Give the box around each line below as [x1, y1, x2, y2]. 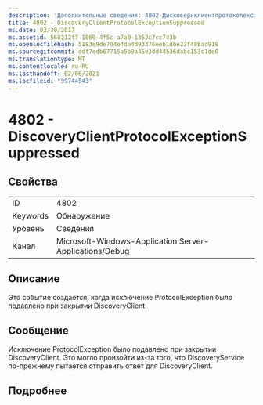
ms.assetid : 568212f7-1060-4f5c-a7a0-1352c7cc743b [8, 33, 177, 42]
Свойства [8, 175, 59, 189]
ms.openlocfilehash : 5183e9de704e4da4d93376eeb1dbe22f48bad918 [8, 41, 219, 49]
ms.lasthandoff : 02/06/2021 [8, 70, 100, 78]
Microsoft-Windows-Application [56, 236, 178, 247]
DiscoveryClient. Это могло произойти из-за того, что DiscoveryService [8, 353, 245, 363]
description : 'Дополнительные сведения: [8, 11, 142, 20]
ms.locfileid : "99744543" [8, 77, 92, 85]
